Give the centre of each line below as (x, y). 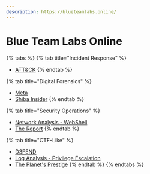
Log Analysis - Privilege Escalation (58, 158)
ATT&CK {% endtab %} (44, 69)
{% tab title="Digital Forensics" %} (49, 81)
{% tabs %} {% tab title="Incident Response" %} (67, 58)
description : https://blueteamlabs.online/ (61, 12)
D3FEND (25, 152)
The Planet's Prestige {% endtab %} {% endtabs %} (79, 164)
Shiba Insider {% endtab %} (49, 99)
